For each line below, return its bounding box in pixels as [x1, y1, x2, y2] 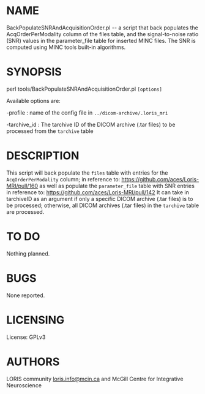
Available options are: [6, 97, 61, 104]
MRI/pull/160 [6, 182, 39, 189]
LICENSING [6, 313, 65, 327]
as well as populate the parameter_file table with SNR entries [39, 182, 195, 189]
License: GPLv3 [6, 333, 46, 341]
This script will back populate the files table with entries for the [6, 169, 168, 176]
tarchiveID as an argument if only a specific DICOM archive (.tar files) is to [6, 195, 193, 202]
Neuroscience [6, 381, 42, 389]
